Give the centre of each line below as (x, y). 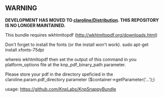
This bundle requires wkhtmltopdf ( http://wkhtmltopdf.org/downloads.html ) (81, 35)
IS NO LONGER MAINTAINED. (35, 25)
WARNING (21, 8)
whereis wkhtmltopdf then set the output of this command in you (71, 59)
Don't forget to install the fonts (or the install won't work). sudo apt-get (77, 45)
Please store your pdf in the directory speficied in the (59, 74)
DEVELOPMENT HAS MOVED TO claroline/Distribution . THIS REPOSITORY (82, 20)
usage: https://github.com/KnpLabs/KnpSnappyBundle (61, 89)
